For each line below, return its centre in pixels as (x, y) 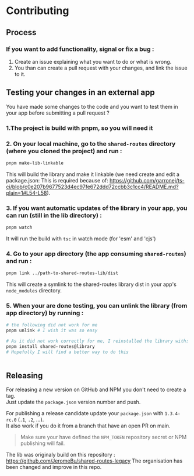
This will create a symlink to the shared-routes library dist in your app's (91, 284)
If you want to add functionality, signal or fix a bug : (80, 49)
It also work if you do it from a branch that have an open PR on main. (88, 426)
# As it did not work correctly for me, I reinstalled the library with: (98, 341)
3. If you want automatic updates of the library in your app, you (97, 208)
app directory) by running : (45, 313)
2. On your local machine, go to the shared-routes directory (91, 143)
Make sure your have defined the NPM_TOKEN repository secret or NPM (103, 437)
